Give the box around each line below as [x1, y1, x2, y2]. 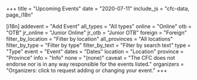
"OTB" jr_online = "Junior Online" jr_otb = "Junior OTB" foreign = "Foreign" [6, 29, 188, 36]
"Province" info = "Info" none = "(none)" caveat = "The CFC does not [6, 55, 176, 61]
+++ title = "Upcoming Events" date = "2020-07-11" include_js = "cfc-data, [6, 5, 189, 12]
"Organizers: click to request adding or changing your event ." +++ [6, 67, 167, 73]
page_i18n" [6, 11, 34, 18]
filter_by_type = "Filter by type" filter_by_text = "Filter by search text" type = [6, 41, 191, 49]
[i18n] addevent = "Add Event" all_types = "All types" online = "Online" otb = [6, 23, 192, 30]
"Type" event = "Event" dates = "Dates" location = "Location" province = [6, 48, 184, 55]
